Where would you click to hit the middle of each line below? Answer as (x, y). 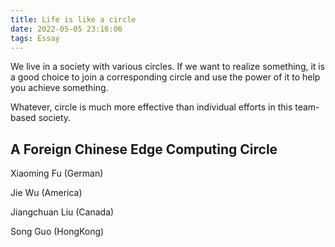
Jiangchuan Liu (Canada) (62, 212)
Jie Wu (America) (46, 193)
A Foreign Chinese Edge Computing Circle (144, 149)
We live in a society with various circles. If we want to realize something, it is (168, 67)
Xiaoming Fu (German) (57, 173)
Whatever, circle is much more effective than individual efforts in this (151, 107)
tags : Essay (35, 38)
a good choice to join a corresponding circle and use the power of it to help (165, 77)
